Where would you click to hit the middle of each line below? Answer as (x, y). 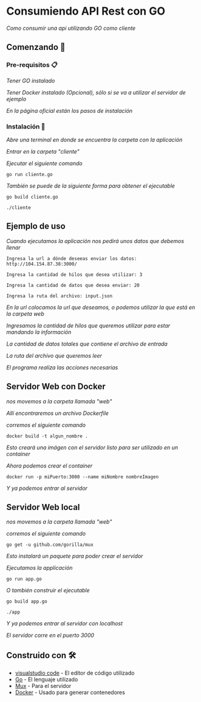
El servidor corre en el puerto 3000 (50, 636)
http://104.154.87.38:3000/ (42, 264)
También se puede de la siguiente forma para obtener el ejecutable (90, 186)
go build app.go (27, 601)
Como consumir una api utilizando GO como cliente (71, 28)
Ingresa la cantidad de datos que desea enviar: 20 (73, 285)
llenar (13, 247)
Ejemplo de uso (36, 226)
